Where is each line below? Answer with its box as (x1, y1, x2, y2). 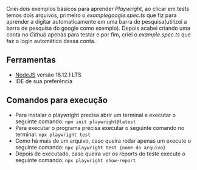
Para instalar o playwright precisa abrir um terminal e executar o (15, 111, 176, 118)
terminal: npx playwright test (15, 131, 91, 138)
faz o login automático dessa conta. (6, 38, 96, 44)
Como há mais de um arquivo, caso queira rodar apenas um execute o (15, 137, 192, 144)
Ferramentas (6, 55, 56, 66)
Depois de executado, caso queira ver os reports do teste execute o (15, 150, 185, 157)
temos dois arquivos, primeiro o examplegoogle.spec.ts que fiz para (6, 12, 177, 19)
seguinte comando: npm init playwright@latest (15, 118, 136, 125)
